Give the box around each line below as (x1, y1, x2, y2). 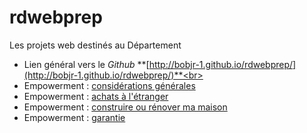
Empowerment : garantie (23, 111, 126, 123)
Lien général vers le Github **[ (23, 58, 150, 70)
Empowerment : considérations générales (23, 79, 196, 91)
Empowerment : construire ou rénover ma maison (23, 101, 228, 113)
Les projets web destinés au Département (9, 39, 182, 51)
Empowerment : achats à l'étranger (23, 90, 169, 102)
